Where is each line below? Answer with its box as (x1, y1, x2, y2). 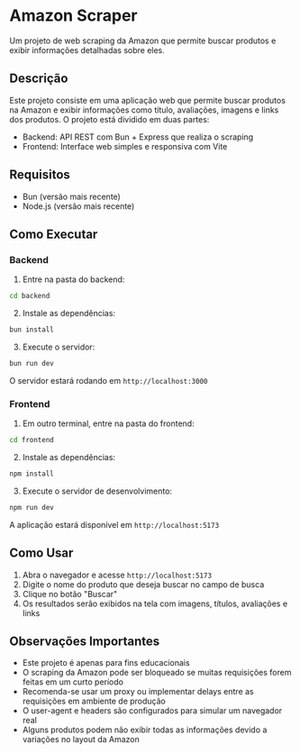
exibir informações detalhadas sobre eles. (9, 44, 165, 55)
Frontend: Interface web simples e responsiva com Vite (22, 141, 228, 151)
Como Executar (9, 226, 98, 241)
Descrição (9, 71, 68, 86)
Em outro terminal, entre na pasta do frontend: (22, 418, 195, 429)
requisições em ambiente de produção (22, 695, 167, 707)
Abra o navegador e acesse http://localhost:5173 (22, 569, 213, 580)
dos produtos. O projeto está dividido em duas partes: (9, 113, 210, 124)
